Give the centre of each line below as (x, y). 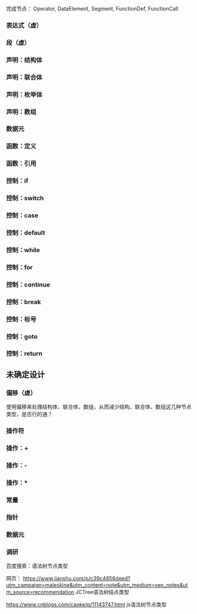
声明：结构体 (24, 60)
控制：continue (28, 285)
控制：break (24, 302)
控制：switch (25, 198)
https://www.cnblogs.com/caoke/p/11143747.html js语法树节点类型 (86, 604)
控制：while (23, 250)
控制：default (26, 233)
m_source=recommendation (40, 592)
